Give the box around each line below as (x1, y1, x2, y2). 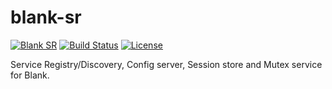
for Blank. (10, 69, 50, 81)
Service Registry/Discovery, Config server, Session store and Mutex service (10, 58, 323, 70)
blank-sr (10, 6, 82, 29)
